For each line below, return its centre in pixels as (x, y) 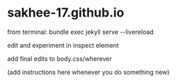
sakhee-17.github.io (66, 13)
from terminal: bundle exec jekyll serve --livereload (81, 32)
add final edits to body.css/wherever (60, 58)
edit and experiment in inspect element (63, 45)
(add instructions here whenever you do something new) (88, 72)
